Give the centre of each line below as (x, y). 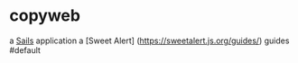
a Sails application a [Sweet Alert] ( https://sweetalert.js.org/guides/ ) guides (149, 40)
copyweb (45, 16)
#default (25, 49)
